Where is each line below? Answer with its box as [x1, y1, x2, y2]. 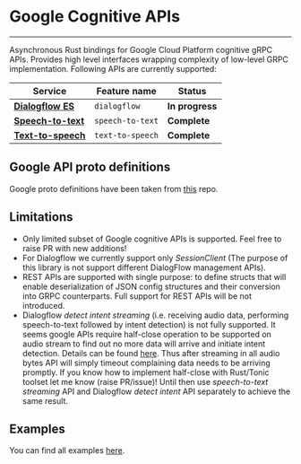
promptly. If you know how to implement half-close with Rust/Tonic [21, 366, 271, 378]
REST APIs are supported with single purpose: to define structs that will [21, 271, 287, 282]
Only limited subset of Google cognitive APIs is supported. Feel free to [21, 233, 282, 244]
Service [32, 84, 67, 97]
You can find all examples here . [9, 445, 125, 456]
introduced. [21, 300, 65, 311]
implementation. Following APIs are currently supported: [9, 63, 217, 74]
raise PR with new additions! [21, 242, 127, 253]
